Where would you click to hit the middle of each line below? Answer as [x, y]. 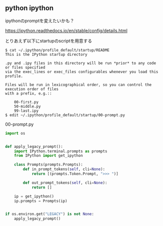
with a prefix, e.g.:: [28, 93]
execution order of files [32, 89]
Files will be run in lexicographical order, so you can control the [79, 85]
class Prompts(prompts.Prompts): [49, 165]
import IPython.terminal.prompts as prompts [61, 151]
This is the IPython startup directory [46, 54]
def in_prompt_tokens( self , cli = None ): [64, 169]
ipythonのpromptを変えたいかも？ [40, 21]
